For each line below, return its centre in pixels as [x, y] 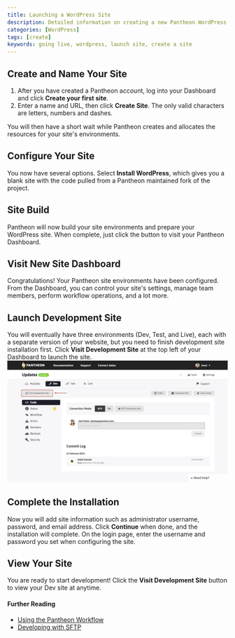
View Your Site [40, 563]
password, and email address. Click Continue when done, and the [102, 526]
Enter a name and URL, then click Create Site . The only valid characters [121, 105]
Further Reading [31, 604]
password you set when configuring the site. [71, 541]
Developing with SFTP [49, 627]
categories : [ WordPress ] [43, 29]
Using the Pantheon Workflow [60, 619]
